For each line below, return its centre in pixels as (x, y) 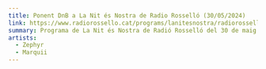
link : (17, 23)
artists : (23, 38)
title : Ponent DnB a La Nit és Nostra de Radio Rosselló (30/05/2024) (127, 15)
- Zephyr (30, 45)
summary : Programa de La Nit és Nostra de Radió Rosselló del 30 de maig (133, 30)
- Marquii (31, 52)
